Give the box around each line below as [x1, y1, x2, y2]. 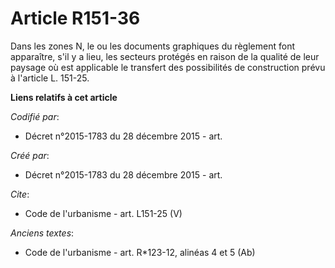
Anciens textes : [10, 227, 75, 239]
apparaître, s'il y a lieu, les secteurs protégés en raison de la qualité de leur [10, 50, 320, 62]
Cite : [10, 188, 30, 200]
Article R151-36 [10, 7, 141, 30]
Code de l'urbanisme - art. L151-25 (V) [24, 207, 183, 219]
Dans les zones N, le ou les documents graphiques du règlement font [10, 40, 295, 52]
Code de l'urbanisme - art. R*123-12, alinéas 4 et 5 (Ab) [24, 246, 256, 258]
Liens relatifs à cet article [10, 91, 118, 103]
